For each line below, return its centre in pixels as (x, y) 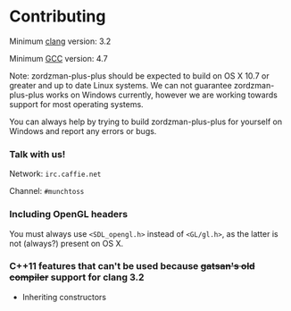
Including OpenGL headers (68, 214)
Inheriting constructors (64, 297)
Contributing (58, 17)
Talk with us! (37, 154)
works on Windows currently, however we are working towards (162, 95)
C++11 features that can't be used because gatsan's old (133, 266)
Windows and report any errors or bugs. (83, 130)
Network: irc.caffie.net (55, 174)
